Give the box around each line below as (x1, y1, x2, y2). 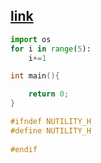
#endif (10, 144, 38, 154)
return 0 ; (28, 89, 70, 99)
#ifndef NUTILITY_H (10, 117, 92, 127)
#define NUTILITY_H (10, 125, 92, 136)
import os (10, 34, 52, 44)
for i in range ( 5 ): (10, 44, 92, 54)
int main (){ (10, 71, 60, 81)
